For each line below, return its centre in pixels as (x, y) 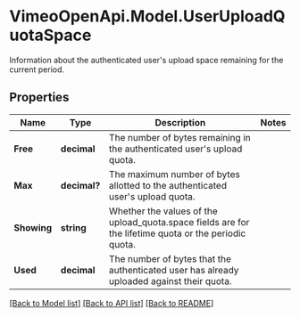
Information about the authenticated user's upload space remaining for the (146, 60)
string (74, 227)
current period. (37, 69)
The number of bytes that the (170, 258)
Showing (33, 227)
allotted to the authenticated (168, 185)
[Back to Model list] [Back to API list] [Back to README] (112, 303)
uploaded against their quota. (170, 280)
